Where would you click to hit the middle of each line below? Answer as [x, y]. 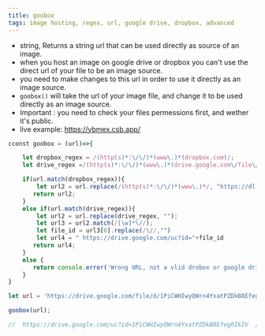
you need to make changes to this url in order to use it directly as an [130, 79]
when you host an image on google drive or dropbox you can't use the [134, 62]
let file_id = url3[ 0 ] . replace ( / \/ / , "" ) [104, 231]
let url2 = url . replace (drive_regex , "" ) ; [107, 216]
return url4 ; [54, 245]
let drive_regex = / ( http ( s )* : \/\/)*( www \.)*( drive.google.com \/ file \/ [141, 165]
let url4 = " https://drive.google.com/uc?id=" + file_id [130, 238]
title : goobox [32, 15]
